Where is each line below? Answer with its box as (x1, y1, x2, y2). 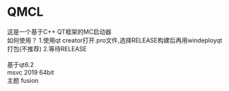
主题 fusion (7, 76, 39, 84)
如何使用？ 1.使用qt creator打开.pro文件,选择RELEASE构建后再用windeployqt (7, 36, 223, 44)
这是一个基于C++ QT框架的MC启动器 (7, 27, 112, 36)
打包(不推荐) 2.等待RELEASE (7, 44, 87, 53)
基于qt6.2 (7, 60, 34, 68)
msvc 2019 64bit (7, 68, 55, 76)
